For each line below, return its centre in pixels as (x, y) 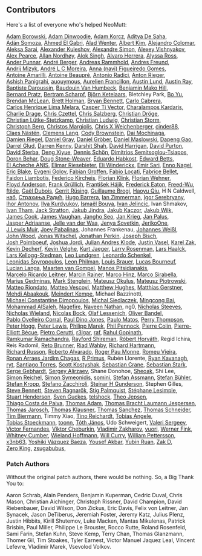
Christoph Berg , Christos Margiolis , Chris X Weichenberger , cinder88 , (93, 126)
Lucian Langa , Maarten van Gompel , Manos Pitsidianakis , (78, 268)
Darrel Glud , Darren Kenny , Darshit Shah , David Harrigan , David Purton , (95, 145)
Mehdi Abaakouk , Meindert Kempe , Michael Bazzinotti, (75, 294)
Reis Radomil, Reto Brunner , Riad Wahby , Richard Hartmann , (81, 345)
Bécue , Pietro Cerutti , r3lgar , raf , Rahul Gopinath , (82, 332)
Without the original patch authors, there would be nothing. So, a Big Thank (100, 477)
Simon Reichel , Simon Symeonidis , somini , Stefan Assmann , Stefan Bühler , (99, 377)
